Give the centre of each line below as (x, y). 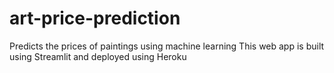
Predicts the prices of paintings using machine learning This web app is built (167, 46)
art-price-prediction (95, 18)
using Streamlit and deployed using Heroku (98, 56)
